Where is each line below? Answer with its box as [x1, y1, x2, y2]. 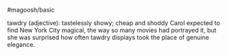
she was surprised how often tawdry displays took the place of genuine [7, 33, 209, 41]
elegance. [7, 41, 36, 48]
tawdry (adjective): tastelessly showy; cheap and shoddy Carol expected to [7, 19, 221, 26]
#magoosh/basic [7, 6, 55, 14]
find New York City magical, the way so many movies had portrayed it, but [7, 26, 217, 34]
